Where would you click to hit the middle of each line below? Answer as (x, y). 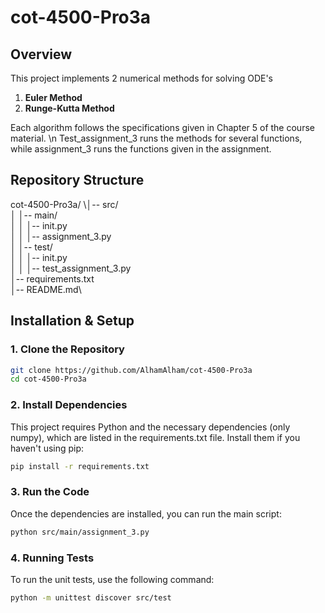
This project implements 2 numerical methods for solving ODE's (141, 78)
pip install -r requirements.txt (80, 466)
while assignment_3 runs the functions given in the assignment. (141, 149)
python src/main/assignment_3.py (80, 532)
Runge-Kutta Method (69, 108)
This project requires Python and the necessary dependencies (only (150, 427)
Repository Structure (77, 180)
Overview (41, 54)
